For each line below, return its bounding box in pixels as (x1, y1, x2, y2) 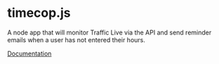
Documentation (7, 49, 52, 58)
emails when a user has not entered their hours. (7, 35, 146, 44)
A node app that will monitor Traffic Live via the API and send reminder (7, 28, 212, 37)
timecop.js (7, 5, 71, 21)
